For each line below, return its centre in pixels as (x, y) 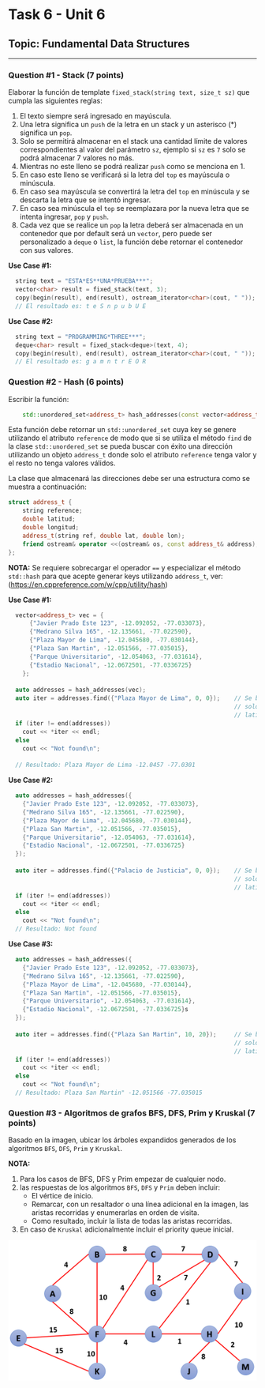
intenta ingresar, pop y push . (64, 217)
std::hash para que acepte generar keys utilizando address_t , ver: (116, 576)
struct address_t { (40, 502)
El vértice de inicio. (62, 1196)
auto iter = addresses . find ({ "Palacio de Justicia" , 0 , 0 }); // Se (134, 871)
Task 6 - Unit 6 (57, 15)
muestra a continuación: (47, 487)
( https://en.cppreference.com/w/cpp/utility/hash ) (88, 584)
